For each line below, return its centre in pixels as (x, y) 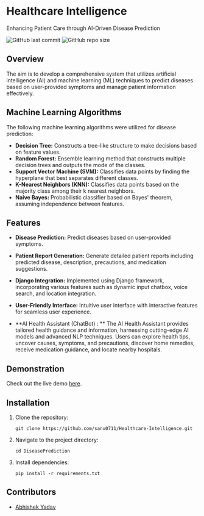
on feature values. (38, 152)
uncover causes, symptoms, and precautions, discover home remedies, (105, 343)
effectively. (20, 93)
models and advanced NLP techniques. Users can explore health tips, (103, 337)
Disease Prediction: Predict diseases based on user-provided (93, 238)
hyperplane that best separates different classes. (77, 177)
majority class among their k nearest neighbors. (75, 191)
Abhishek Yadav (35, 507)
